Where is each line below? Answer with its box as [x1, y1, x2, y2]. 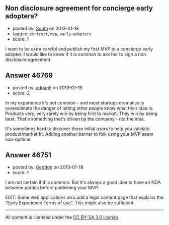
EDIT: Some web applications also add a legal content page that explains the [5, 194, 164, 201]
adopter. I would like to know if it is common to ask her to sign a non [5, 51, 146, 57]
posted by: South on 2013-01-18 [12, 25, 79, 31]
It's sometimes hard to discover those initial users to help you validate [5, 126, 150, 132]
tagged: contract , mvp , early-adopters [12, 30, 92, 37]
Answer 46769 [5, 71, 53, 80]
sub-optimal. [5, 136, 32, 142]
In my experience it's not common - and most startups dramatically [5, 99, 144, 105]
